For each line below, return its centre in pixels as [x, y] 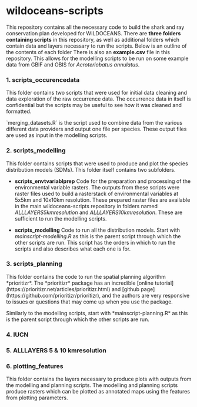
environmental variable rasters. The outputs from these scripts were [97, 187]
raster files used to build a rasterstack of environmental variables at [96, 194]
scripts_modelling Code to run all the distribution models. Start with [97, 230]
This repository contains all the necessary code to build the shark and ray [95, 27]
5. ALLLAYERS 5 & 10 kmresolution [56, 350]
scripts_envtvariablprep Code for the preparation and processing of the [103, 181]
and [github [126, 289]
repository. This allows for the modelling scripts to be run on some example [98, 58]
